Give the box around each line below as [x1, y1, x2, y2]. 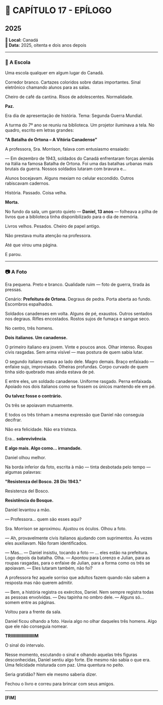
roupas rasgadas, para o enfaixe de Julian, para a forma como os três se [5, 560, 150, 566]
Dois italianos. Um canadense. [5, 334, 68, 340]
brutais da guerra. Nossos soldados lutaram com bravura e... [5, 166, 127, 172]
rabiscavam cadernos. [5, 180, 50, 187]
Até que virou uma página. [5, 242, 58, 248]
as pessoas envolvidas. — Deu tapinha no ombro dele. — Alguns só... [5, 594, 144, 600]
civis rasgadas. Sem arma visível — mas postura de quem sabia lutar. [5, 349, 144, 355]
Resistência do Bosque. [5, 497, 54, 503]
